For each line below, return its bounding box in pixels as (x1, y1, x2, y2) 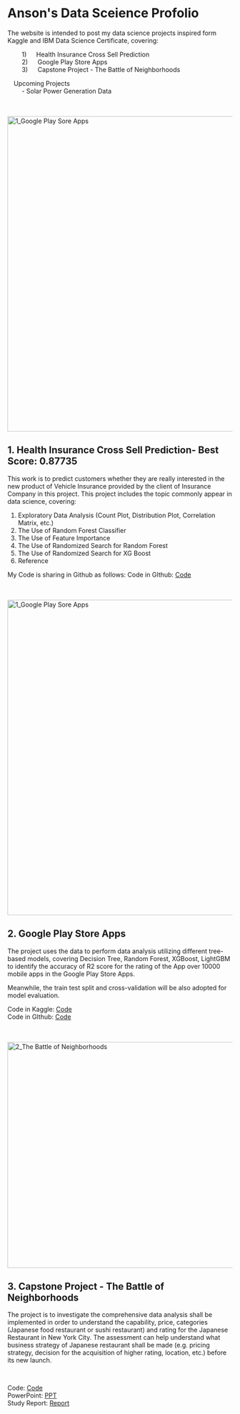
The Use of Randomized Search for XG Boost (17, 549, 151, 557)
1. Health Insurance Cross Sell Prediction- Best (7, 444, 219, 457)
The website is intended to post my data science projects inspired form (7, 29, 216, 37)
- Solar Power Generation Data (21, 86, 112, 95)
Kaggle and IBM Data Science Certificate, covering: (7, 36, 159, 44)
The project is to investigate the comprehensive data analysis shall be (7, 1310, 213, 1319)
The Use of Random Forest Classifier (17, 526, 126, 534)
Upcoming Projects (14, 79, 70, 87)
